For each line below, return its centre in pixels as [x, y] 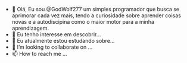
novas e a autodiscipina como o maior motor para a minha [83, 22]
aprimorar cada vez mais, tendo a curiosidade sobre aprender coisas [96, 15]
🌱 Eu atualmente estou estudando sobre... [63, 41]
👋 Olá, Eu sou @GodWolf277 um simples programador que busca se [96, 9]
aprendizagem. [30, 28]
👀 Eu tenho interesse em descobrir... [56, 34]
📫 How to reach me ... [39, 54]
